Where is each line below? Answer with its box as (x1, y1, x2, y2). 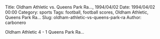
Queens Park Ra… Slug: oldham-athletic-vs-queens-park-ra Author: (5, 15, 141, 20)
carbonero (5, 19, 26, 25)
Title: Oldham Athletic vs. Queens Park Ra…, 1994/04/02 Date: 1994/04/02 (5, 4, 155, 10)
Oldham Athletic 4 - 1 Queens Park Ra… (5, 29, 84, 35)
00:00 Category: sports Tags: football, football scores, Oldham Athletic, (5, 9, 149, 15)
